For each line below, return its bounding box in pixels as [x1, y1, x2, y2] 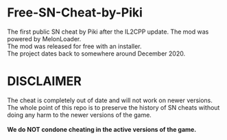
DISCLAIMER [7, 73, 82, 89]
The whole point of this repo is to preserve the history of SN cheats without [7, 103, 220, 111]
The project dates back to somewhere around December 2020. [7, 49, 186, 58]
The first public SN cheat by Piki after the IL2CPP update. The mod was [7, 27, 209, 36]
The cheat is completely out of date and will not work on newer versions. [7, 96, 213, 104]
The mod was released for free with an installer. [7, 42, 142, 50]
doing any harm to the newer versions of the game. [7, 110, 152, 119]
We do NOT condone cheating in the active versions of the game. [7, 125, 197, 133]
